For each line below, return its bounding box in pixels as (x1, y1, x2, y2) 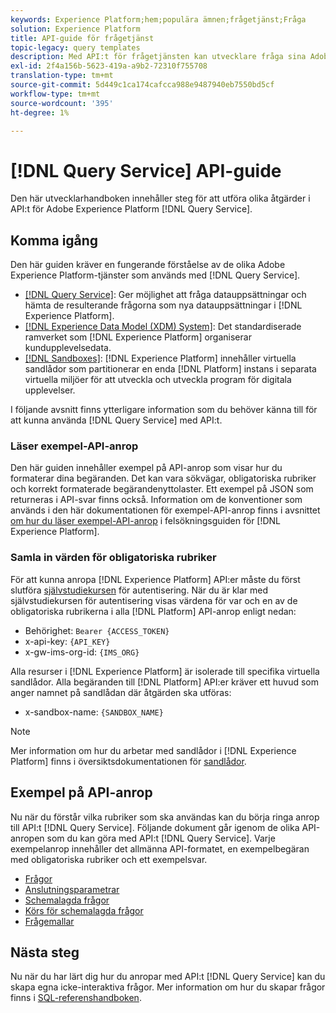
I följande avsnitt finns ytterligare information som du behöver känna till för (10, 404, 318, 416)
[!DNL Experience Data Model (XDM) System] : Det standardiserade (24, 321, 302, 333)
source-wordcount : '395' (10, 98, 114, 108)
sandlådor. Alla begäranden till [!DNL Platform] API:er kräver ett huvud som (10, 676, 320, 688)
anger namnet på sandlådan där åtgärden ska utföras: (10, 686, 232, 698)
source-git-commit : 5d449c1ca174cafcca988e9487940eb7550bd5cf (10, 80, 275, 90)
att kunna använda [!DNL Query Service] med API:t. (10, 414, 223, 426)
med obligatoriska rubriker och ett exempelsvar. (10, 853, 208, 865)
